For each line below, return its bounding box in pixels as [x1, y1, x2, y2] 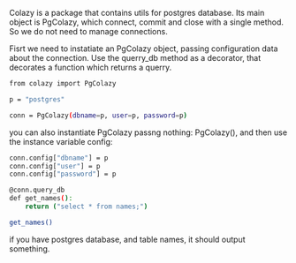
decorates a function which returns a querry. [9, 62, 172, 72]
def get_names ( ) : [9, 194, 73, 203]
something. [9, 243, 50, 254]
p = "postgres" [9, 94, 65, 104]
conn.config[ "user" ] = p [9, 162, 101, 170]
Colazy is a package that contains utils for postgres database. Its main [9, 8, 265, 18]
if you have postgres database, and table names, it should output [9, 234, 246, 244]
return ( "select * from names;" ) [25, 202, 148, 211]
